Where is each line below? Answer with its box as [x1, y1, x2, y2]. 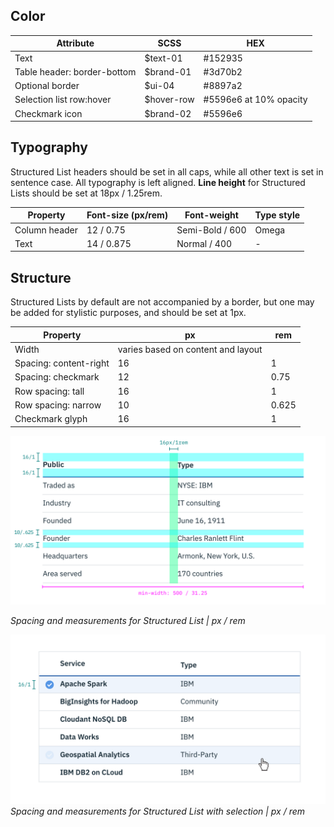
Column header [14, 224, 79, 236]
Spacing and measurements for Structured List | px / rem [10, 615, 246, 627]
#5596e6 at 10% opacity [203, 94, 308, 106]
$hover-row [144, 94, 195, 106]
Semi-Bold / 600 [176, 224, 247, 236]
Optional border [14, 80, 80, 92]
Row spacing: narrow [14, 399, 102, 411]
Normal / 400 [176, 237, 233, 249]
